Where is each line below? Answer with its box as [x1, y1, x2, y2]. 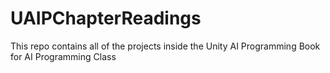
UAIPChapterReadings [10, 7, 202, 30]
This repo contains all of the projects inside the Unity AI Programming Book [10, 40, 321, 52]
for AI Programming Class [10, 50, 117, 62]
